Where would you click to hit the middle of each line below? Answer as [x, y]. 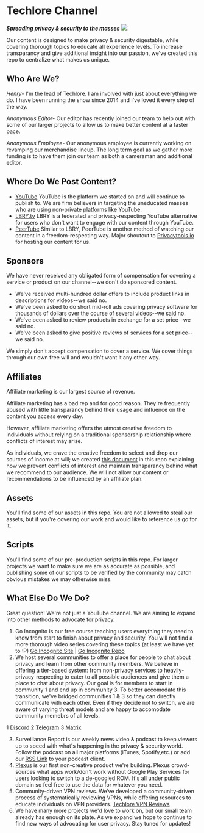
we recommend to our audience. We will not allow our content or [87, 472]
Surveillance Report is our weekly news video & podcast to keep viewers [106, 739]
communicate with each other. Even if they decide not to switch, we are [105, 702]
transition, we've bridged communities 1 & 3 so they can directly [95, 696]
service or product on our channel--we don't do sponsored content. [92, 282]
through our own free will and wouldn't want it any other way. [83, 358]
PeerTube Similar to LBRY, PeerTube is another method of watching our [104, 229]
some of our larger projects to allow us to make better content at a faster [97, 124]
